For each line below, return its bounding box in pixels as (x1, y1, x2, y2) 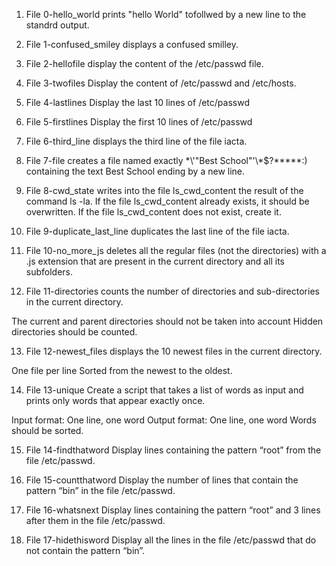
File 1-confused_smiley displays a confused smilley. (25, 39, 239, 50)
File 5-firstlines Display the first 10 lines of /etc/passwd (25, 116, 253, 128)
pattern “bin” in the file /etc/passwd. (25, 485, 176, 496)
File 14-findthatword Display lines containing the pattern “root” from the (25, 444, 322, 456)
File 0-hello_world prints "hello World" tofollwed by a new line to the (25, 9, 307, 20)
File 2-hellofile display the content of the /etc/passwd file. (25, 58, 264, 69)
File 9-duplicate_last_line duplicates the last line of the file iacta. (25, 225, 290, 237)
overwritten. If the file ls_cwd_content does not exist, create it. (25, 206, 282, 218)
